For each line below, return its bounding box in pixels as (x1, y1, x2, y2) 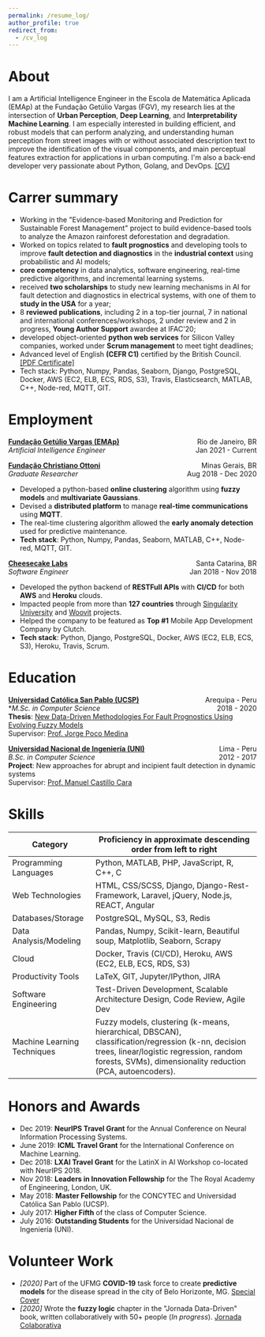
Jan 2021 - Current (195, 445, 257, 455)
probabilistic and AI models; (19, 257, 110, 267)
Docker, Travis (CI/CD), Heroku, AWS (95, 948, 233, 959)
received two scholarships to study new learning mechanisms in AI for (19, 282, 251, 292)
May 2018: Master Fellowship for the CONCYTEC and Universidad (19, 1191, 237, 1200)
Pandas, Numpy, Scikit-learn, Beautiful (95, 925, 241, 936)
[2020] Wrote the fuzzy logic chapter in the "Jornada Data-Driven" (19, 1303, 238, 1313)
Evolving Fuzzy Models (8, 721, 84, 729)
